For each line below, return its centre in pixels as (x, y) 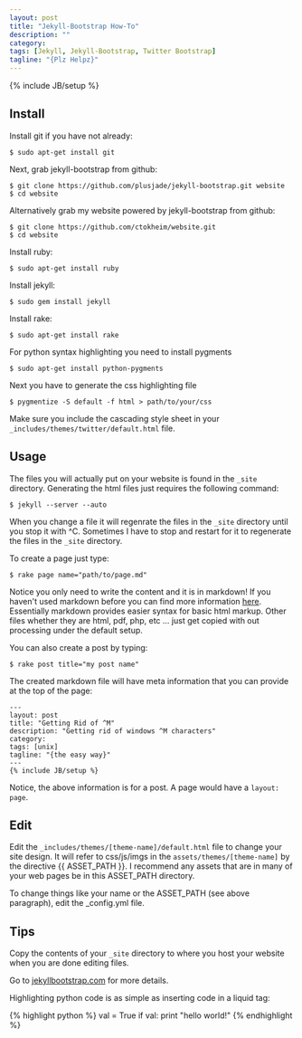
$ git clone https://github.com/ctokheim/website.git (113, 227)
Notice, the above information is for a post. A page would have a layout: (145, 787)
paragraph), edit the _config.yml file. (77, 903)
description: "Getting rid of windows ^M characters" (113, 731)
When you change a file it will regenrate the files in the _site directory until (149, 521)
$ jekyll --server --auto (58, 505)
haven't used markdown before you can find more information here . (136, 601)
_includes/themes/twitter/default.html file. (92, 428)
